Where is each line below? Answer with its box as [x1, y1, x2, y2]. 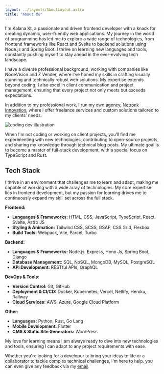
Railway [12, 294, 28, 300]
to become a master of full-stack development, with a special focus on [5, 147, 148, 153]
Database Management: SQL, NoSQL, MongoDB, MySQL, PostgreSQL [12, 259, 155, 265]
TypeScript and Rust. [5, 152, 47, 158]
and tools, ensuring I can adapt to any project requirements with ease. [5, 344, 146, 349]
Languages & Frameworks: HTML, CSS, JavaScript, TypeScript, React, [12, 214, 156, 220]
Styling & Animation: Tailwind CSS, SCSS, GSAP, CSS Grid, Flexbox [12, 225, 150, 230]
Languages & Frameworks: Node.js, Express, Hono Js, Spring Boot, [12, 249, 150, 255]
